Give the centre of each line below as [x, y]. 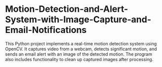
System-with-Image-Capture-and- [78, 19]
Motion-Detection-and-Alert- [67, 9]
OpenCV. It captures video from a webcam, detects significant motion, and [81, 49]
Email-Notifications [46, 30]
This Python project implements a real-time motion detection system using [81, 43]
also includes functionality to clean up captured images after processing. [79, 59]
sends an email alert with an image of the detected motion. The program [79, 54]
